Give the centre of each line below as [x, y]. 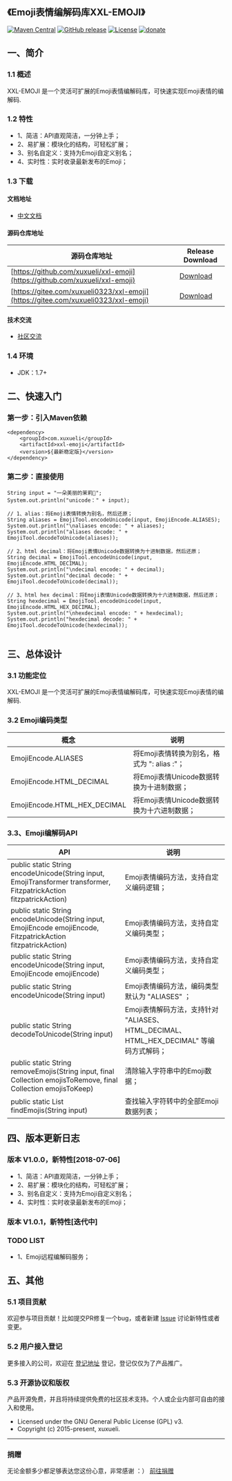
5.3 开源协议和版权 [38, 1383]
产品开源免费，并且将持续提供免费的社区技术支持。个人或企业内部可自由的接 [116, 1399]
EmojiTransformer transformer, [61, 882]
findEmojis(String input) [49, 1110]
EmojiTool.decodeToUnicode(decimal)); [63, 581]
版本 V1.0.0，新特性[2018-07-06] [64, 1160]
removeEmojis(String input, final [62, 1071]
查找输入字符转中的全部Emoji [172, 1101]
